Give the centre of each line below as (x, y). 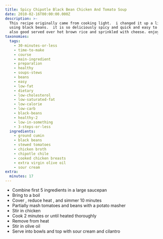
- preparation (28, 64)
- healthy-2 (26, 118)
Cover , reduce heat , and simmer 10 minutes (57, 200)
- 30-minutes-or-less (35, 46)
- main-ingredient (32, 59)
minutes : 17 (22, 176)
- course (23, 55)
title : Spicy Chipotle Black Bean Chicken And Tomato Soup (66, 9)
